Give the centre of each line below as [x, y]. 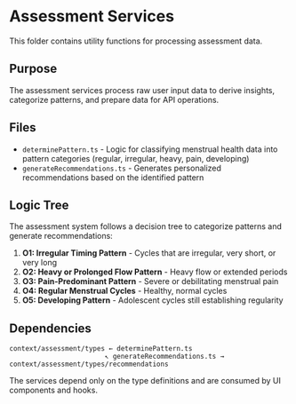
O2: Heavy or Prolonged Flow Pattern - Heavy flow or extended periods [155, 272]
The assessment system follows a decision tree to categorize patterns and [146, 226]
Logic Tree [39, 205]
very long [40, 263]
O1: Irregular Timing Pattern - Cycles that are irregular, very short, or [149, 253]
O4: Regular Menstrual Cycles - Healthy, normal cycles [124, 291]
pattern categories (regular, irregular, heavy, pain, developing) [136, 158]
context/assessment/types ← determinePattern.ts [101, 349]
